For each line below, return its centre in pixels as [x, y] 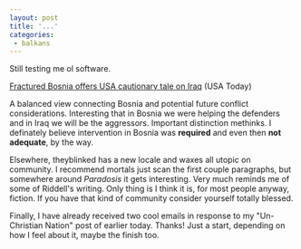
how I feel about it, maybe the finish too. [85, 235]
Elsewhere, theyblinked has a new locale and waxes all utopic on [130, 160]
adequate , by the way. [51, 142]
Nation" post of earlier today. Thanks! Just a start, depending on [165, 225]
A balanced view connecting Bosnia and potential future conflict [129, 104]
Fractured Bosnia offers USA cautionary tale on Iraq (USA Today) [131, 86]
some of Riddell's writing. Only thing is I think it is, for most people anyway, [150, 189]
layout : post [34, 18]
